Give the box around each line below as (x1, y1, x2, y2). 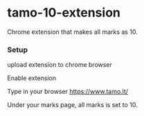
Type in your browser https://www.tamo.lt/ (7, 88, 129, 96)
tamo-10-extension (7, 5, 121, 21)
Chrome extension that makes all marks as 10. (7, 28, 138, 36)
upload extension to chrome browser (7, 61, 113, 69)
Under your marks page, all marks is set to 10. (7, 101, 138, 109)
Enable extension (7, 74, 57, 82)
